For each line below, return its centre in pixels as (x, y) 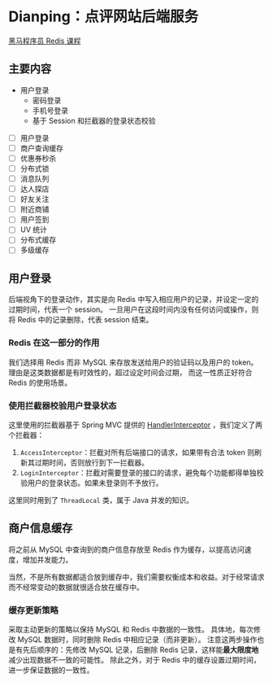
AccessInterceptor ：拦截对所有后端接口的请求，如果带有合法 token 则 (137, 452)
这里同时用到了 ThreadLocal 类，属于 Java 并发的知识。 (101, 500)
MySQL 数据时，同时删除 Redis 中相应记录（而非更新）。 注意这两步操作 (137, 640)
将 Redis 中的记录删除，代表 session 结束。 (81, 320)
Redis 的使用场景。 (40, 383)
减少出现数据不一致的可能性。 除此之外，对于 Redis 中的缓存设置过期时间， (135, 660)
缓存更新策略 (34, 610)
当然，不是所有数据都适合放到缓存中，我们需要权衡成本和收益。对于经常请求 (136, 577)
